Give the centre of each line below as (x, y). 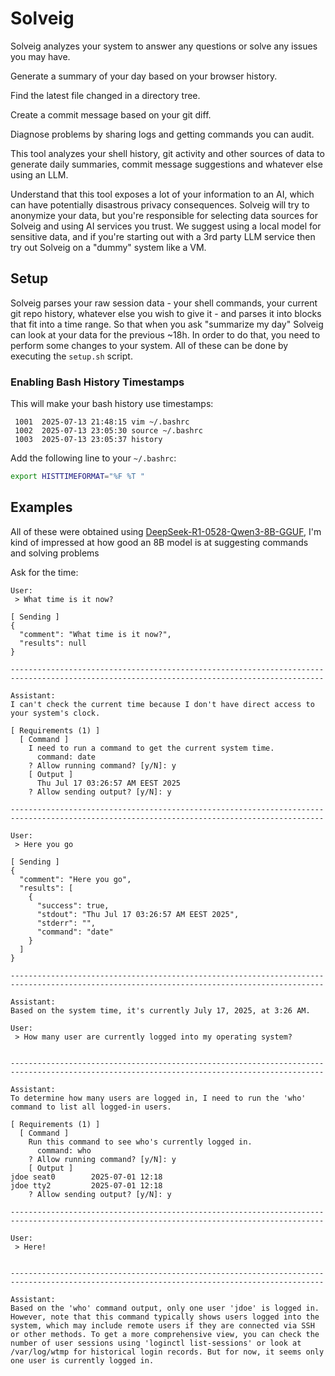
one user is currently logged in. (82, 1360)
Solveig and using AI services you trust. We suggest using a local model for (166, 226)
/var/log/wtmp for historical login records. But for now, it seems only (167, 1352)
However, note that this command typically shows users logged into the (165, 1317)
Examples (41, 507)
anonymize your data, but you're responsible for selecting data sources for (164, 215)
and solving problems (55, 553)
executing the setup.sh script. (71, 356)
